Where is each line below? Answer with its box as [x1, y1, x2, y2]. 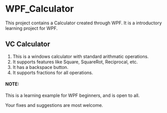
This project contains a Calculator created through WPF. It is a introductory [5, 20, 162, 26]
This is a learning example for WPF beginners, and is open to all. [5, 92, 140, 98]
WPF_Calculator [5, 3, 74, 15]
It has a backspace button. [12, 64, 69, 70]
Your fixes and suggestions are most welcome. [5, 102, 103, 108]
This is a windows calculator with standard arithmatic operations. [12, 53, 149, 59]
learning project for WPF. [5, 25, 58, 31]
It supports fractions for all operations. [12, 69, 93, 76]
